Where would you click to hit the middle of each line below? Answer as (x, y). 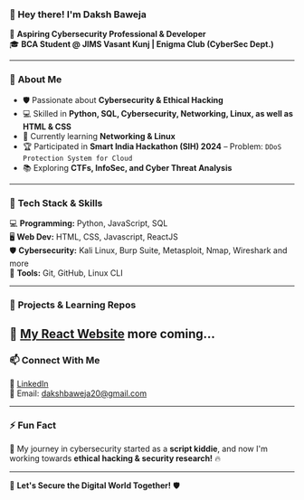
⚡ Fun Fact (33, 426)
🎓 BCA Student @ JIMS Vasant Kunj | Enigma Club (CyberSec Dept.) (142, 44)
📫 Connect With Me (55, 361)
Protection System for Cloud (77, 158)
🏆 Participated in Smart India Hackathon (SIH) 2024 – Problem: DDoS (152, 146)
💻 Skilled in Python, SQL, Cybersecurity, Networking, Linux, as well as (158, 113)
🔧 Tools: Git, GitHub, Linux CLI (66, 273)
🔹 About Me (36, 80)
